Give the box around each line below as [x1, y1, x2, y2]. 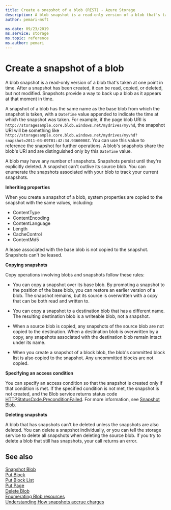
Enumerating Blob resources [5, 493, 65, 499]
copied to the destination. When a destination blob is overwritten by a [12, 328, 159, 335]
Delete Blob [5, 488, 30, 494]
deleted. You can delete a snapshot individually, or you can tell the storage [5, 427, 162, 433]
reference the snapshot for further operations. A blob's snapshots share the [5, 143, 164, 149]
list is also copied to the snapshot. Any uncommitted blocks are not [12, 355, 154, 361]
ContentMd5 [12, 236, 39, 243]
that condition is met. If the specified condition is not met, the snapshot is [5, 385, 159, 391]
